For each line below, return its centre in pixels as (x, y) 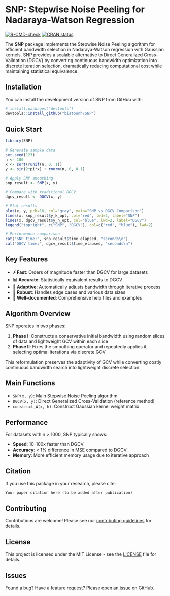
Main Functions (30, 383)
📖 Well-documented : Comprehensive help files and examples (77, 297)
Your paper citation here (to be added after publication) (69, 493)
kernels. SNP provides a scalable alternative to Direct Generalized (74, 55)
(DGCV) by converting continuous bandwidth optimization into (92, 60)
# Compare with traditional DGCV (41, 192)
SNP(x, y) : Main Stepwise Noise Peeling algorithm (65, 396)
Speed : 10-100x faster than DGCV (48, 444)
